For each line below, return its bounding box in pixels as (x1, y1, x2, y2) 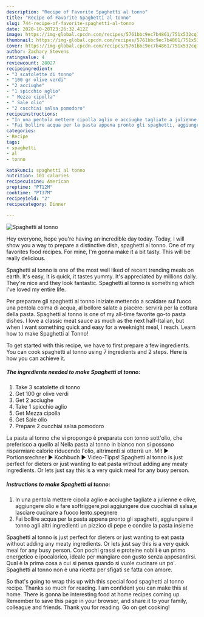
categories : (6, 128, 36, 134)
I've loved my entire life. (6, 286, 66, 293)
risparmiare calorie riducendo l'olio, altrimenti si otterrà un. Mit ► (6, 447, 169, 454)
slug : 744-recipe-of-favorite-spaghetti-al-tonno (6, 20, 135, 26)
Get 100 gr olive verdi (15, 390, 69, 398)
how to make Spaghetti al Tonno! (6, 330, 89, 337)
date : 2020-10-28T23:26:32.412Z (6, 26, 88, 32)
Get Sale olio (15, 416, 47, 423)
